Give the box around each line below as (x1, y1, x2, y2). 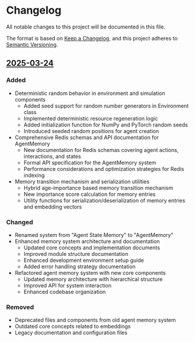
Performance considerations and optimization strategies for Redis (23, 165, 184, 172)
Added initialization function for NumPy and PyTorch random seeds (23, 121, 188, 128)
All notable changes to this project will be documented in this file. (6, 23, 166, 30)
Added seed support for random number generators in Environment (23, 102, 189, 109)
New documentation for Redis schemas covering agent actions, (23, 146, 179, 153)
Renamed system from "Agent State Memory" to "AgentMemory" (14, 231, 174, 238)
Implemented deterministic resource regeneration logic (23, 115, 158, 122)
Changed (6, 218, 34, 226)
